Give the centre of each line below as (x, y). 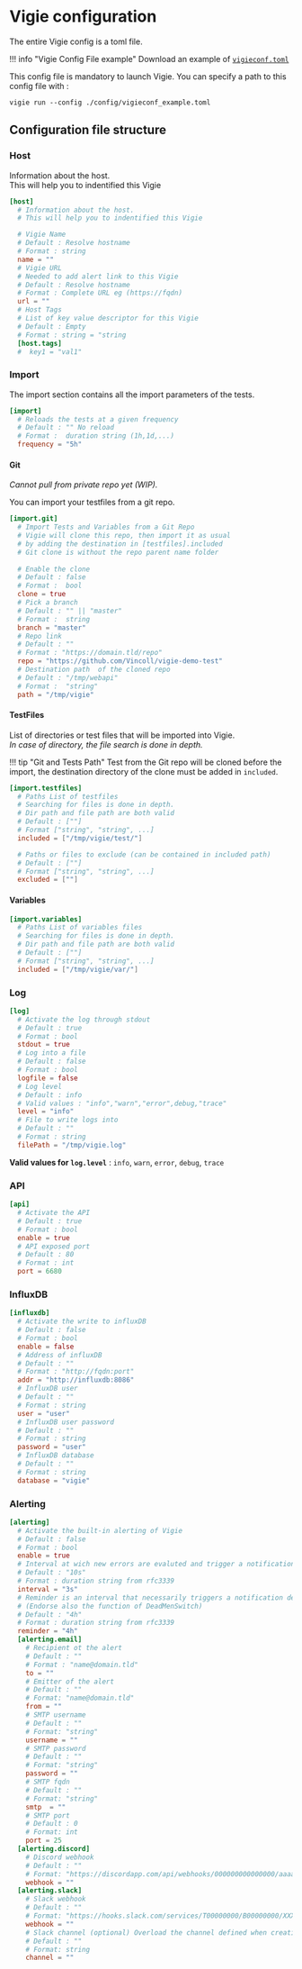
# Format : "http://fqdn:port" (76, 1372)
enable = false (46, 1347)
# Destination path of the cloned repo (94, 669)
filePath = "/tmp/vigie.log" (72, 1145)
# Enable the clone (54, 569)
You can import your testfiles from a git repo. (92, 503)
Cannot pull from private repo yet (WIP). (84, 485)
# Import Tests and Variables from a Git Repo (106, 527)
